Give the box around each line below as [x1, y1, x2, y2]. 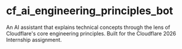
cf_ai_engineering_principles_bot [6, 4, 173, 18]
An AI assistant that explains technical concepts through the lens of [6, 24, 170, 31]
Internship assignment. [6, 36, 62, 43]
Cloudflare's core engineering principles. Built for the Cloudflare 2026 [6, 30, 176, 37]
